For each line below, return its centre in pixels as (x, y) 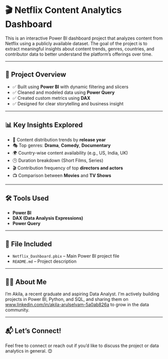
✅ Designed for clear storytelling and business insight (68, 103)
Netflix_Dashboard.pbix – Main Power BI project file (66, 256)
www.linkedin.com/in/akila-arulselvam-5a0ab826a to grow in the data (77, 305)
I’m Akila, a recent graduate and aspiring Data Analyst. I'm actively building (82, 294)
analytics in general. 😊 (29, 351)
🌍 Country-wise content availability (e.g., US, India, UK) (70, 153)
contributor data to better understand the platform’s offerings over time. (79, 54)
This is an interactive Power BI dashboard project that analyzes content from (84, 38)
